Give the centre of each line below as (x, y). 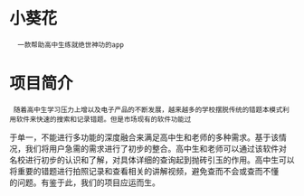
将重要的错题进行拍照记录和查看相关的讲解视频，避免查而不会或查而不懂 (144, 171)
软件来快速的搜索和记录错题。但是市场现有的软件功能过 (104, 119)
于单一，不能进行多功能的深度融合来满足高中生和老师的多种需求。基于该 (144, 137)
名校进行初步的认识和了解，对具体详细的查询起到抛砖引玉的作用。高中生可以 (152, 160)
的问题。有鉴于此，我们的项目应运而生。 (85, 182)
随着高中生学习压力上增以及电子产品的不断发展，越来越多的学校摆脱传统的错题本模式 (148, 109)
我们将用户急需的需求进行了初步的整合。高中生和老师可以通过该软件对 (156, 148)
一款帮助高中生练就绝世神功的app (71, 45)
